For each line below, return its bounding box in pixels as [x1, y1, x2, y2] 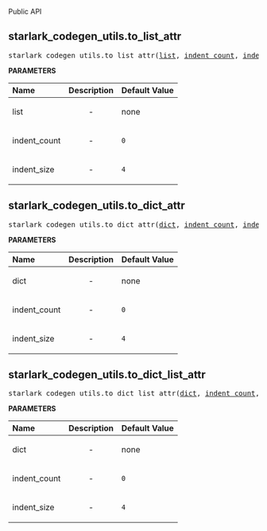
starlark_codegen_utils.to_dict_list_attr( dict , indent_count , [8, 389, 260, 398]
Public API [8, 7, 42, 16]
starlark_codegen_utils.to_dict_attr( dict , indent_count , [8, 220, 239, 229]
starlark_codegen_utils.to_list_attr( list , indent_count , [8, 51, 239, 60]
